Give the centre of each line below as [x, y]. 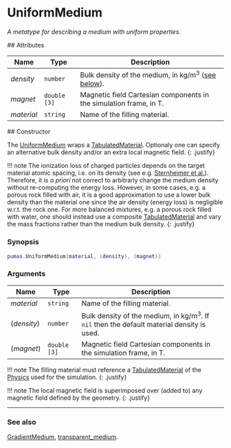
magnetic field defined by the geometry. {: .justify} [78, 398]
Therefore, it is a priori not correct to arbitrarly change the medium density [113, 180]
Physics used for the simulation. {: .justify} [67, 377]
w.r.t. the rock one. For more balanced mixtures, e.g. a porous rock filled [109, 210]
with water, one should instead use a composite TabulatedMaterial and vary [114, 217]
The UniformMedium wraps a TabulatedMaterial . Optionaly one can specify [113, 145]
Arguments [26, 274]
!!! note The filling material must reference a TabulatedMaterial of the [104, 370]
